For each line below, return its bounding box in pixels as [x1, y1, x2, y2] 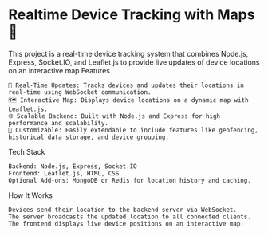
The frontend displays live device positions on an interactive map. [8, 219, 245, 228]
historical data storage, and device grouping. [8, 133, 170, 141]
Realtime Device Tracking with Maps [8, 6, 255, 24]
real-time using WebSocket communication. [8, 88, 152, 96]
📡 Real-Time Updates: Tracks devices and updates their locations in [8, 81, 245, 89]
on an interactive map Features [8, 65, 110, 75]
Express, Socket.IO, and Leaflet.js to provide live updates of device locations [8, 57, 260, 67]
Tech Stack [8, 147, 45, 156]
